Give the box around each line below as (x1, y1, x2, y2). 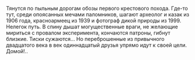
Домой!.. (6, 48, 28, 54)
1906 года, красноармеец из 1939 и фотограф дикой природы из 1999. (6, 17, 182, 24)
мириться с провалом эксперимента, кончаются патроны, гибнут (6, 29, 170, 36)
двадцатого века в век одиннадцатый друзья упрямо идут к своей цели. (6, 42, 187, 48)
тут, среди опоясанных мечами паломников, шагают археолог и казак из (6, 11, 190, 18)
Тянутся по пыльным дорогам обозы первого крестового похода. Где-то (6, 5, 188, 12)
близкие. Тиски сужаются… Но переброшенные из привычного (6, 36, 165, 42)
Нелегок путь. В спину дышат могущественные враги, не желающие (6, 23, 178, 30)
